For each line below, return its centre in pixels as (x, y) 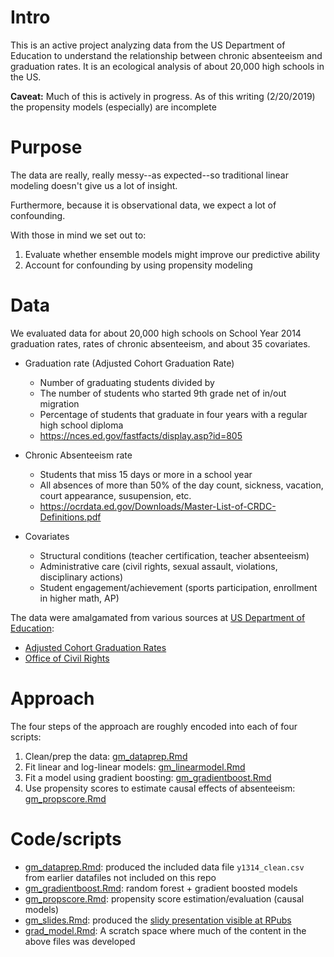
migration (59, 403)
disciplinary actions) (81, 577)
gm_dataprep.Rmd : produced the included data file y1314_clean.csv (164, 867)
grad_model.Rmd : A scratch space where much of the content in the (165, 930)
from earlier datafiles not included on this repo (120, 877)
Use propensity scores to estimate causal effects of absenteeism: (160, 788)
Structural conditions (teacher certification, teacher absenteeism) (174, 555)
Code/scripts (66, 838)
